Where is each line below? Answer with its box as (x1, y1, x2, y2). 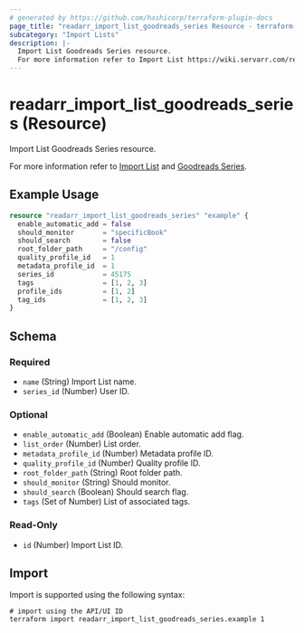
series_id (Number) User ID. (22, 385, 129, 396)
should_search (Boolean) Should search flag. (22, 487, 189, 497)
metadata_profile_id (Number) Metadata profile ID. (22, 449, 214, 459)
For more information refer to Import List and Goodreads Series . (9, 160, 247, 172)
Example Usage (9, 187, 100, 203)
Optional (9, 408, 48, 420)
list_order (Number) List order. (22, 439, 142, 449)
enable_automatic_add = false (17, 219, 131, 229)
